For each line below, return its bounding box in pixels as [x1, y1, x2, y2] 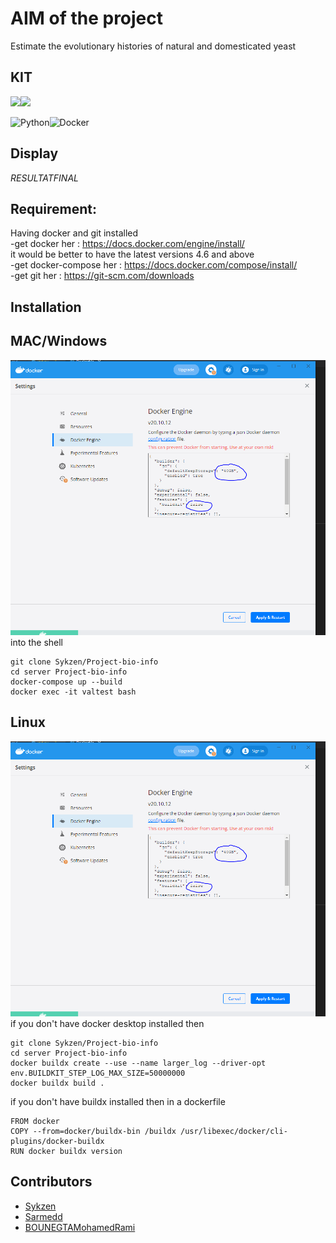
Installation [10, 298, 82, 316]
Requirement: [10, 200, 98, 217]
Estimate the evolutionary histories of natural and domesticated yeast [10, 40, 297, 52]
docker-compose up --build [10, 677, 123, 687]
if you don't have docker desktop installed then [10, 1018, 205, 1030]
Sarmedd [24, 1210, 63, 1222]
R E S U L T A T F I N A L [10, 172, 80, 184]
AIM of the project [10, 7, 164, 30]
